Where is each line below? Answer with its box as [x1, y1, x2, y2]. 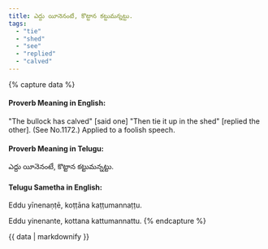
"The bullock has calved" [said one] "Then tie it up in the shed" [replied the [8, 116, 261, 126]
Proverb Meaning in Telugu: [8, 143, 104, 153]
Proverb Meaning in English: [8, 98, 106, 108]
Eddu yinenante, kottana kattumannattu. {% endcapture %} [8, 216, 207, 226]
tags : [8, 20, 27, 28]
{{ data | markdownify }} [8, 232, 90, 242]
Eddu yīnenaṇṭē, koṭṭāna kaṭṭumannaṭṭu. [8, 200, 142, 210]
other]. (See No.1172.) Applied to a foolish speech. [8, 125, 176, 135]
